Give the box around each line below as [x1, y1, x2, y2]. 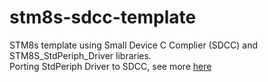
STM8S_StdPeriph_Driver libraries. [9, 49, 152, 61]
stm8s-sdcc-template [9, 6, 197, 29]
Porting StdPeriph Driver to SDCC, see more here [9, 60, 212, 72]
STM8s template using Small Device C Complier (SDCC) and [9, 39, 259, 51]
